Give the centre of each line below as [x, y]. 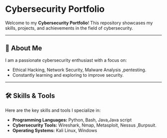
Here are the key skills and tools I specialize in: [53, 110]
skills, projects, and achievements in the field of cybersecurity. [69, 28]
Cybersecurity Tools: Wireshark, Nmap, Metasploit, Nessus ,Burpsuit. [84, 125]
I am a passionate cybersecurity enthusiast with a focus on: [66, 60]
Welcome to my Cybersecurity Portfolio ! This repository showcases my [79, 23]
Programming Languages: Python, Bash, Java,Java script [72, 120]
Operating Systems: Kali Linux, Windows [55, 130]
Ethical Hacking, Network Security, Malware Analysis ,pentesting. [79, 70]
